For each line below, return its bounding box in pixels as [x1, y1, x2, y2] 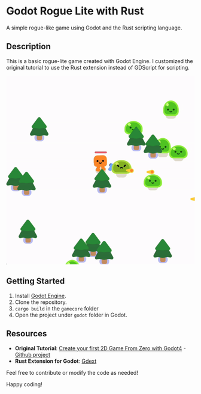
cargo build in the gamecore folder [14, 305, 99, 312]
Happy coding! [6, 380, 43, 388]
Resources [6, 329, 47, 339]
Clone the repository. [14, 299, 67, 306]
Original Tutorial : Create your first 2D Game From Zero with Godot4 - [14, 344, 187, 352]
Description [6, 41, 51, 52]
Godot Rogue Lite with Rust [6, 4, 144, 18]
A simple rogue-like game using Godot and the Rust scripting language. [6, 24, 182, 31]
